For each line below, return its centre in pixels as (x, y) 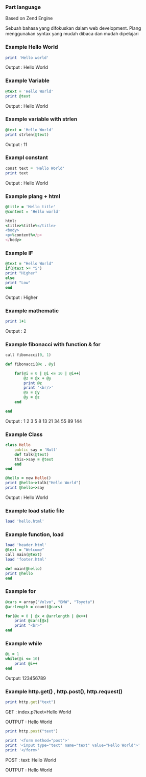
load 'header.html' (26, 545)
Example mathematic (32, 310)
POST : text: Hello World (31, 760)
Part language (23, 7)
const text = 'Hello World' (35, 168)
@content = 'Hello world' (33, 211)
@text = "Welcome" (25, 550)
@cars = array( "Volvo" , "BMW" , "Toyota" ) (50, 602)
